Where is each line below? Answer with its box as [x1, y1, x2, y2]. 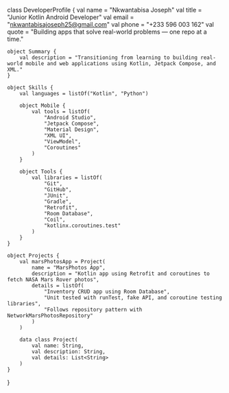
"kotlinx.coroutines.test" [43, 222, 121, 229]
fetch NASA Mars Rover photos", [7, 276, 99, 283]
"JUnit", [43, 192, 69, 199]
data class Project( [19, 336, 78, 343]
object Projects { [7, 252, 60, 259]
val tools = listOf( [32, 108, 91, 115]
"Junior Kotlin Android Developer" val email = [7, 13, 134, 21]
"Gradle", [43, 198, 72, 205]
